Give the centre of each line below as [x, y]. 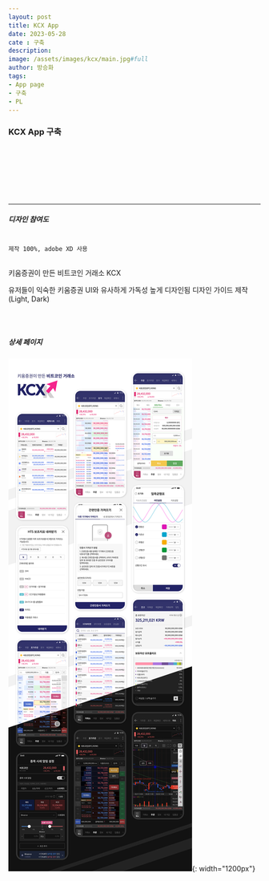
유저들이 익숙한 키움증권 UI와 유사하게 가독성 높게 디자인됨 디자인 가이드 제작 [128, 289]
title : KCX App [34, 25]
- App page [26, 84]
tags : [17, 76]
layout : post [30, 17]
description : [30, 51]
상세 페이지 [25, 342]
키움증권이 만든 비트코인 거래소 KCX [65, 273]
